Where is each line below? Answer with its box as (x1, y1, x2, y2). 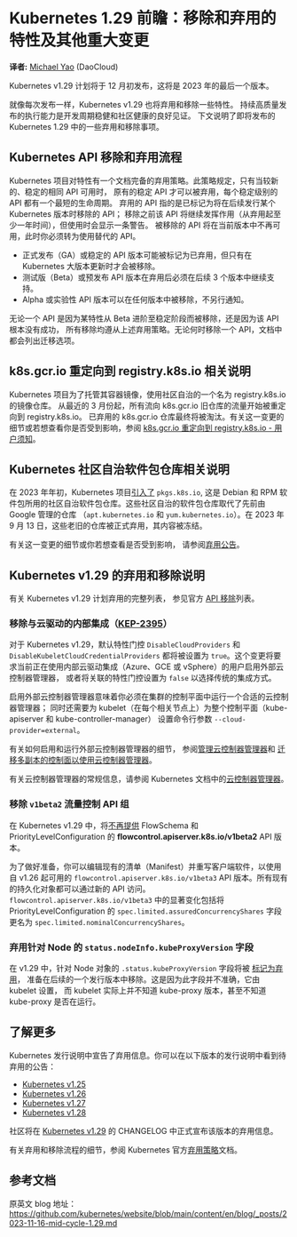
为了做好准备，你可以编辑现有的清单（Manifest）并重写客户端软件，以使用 (9, 861, 282, 872)
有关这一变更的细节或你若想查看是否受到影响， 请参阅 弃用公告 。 (9, 539, 245, 550)
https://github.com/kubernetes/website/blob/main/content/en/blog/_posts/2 (9, 1208, 288, 1218)
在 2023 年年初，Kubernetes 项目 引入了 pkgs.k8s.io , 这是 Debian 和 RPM (9, 487, 277, 498)
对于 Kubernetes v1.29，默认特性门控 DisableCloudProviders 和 (9, 639, 241, 650)
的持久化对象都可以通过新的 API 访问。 (9, 883, 151, 894)
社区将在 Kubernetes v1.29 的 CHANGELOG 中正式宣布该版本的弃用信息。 (9, 1125, 278, 1136)
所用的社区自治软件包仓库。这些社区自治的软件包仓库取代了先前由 (24, 499, 266, 509)
